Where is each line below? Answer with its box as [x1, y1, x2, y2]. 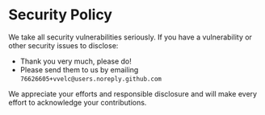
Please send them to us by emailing [19, 64, 139, 74]
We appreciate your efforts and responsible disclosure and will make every [8, 88, 257, 98]
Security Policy [8, 6, 113, 24]
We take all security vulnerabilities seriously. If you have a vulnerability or [8, 32, 253, 42]
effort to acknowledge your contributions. [8, 97, 147, 107]
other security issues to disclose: [8, 40, 119, 50]
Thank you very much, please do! [19, 56, 132, 66]
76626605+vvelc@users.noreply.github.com [19, 75, 162, 83]
